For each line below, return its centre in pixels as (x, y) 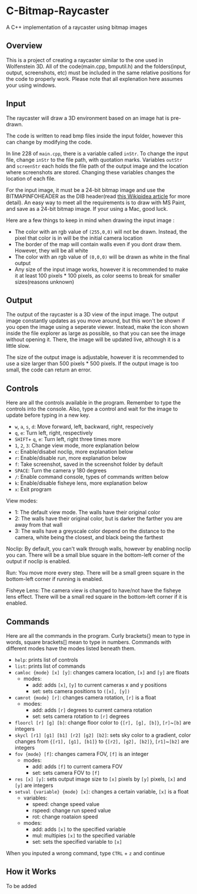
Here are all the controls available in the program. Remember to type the (94, 403)
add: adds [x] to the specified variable (79, 829)
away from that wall (39, 525)
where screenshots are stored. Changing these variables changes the (91, 172)
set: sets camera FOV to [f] (66, 773)
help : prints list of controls (46, 660)
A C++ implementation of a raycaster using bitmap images (77, 27)
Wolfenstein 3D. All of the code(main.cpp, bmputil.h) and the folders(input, (96, 66)
